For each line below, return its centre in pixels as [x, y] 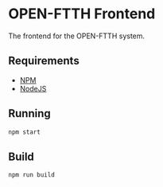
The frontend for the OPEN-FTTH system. [77, 36]
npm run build [32, 175]
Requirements [44, 61]
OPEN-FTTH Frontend [82, 14]
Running [30, 113]
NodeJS [33, 88]
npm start [25, 132]
